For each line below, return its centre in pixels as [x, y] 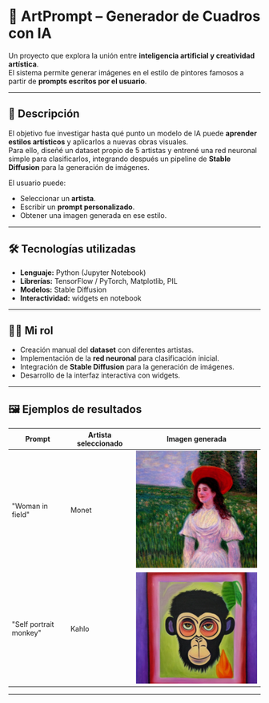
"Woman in [30, 506]
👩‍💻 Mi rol [31, 331]
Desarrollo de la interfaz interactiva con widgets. [100, 375]
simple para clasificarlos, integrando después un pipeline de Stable [120, 159]
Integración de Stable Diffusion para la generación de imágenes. [127, 367]
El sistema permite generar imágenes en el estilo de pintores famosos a [126, 72]
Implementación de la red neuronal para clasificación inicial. [120, 358]
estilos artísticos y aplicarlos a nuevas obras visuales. [98, 141]
